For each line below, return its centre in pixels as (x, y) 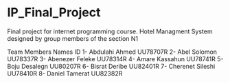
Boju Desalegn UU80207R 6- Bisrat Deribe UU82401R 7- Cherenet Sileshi (111, 66)
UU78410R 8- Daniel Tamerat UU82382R (65, 73)
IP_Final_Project (54, 13)
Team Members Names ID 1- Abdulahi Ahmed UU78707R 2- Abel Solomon (112, 52)
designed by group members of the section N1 (73, 38)
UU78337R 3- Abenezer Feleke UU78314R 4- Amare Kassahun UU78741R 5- (115, 59)
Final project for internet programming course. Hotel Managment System (110, 31)
